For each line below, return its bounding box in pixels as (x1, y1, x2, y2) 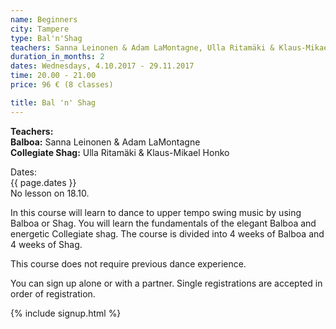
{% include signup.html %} (10, 307, 122, 319)
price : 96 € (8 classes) (10, 80, 114, 90)
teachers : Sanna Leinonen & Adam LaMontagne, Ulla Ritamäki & (10, 42, 275, 53)
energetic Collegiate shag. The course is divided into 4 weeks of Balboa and (10, 227, 325, 240)
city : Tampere (10, 24, 70, 34)
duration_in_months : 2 (10, 52, 105, 62)
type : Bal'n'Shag (10, 33, 83, 43)
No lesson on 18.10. (10, 187, 90, 199)
